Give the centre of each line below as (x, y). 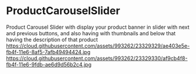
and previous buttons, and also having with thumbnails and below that (91, 33)
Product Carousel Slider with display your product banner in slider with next (98, 27)
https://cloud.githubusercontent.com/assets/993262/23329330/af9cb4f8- (97, 58)
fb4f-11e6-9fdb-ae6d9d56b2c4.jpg (49, 64)
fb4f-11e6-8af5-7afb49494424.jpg (48, 52)
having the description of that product (52, 39)
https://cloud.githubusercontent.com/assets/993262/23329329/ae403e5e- (98, 46)
